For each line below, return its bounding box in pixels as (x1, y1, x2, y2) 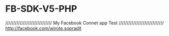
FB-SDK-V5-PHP (5, 3, 77, 15)
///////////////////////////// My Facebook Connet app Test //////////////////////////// (5, 20, 164, 26)
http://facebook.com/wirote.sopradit (5, 25, 81, 31)
